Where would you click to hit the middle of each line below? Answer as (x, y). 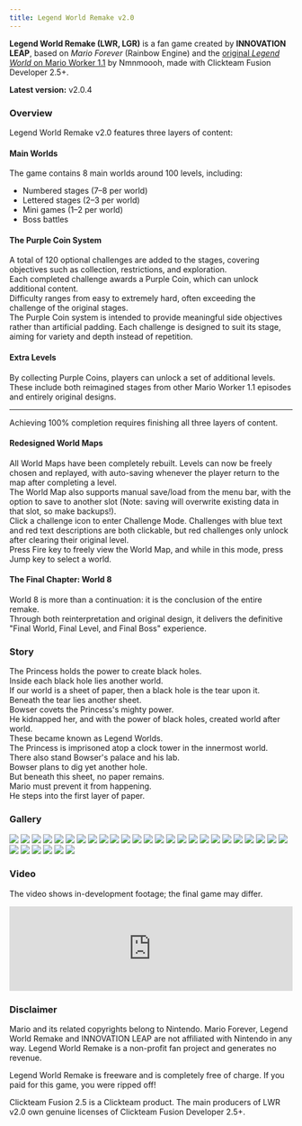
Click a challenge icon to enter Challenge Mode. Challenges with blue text (146, 520)
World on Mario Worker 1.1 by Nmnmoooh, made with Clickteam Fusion (140, 62)
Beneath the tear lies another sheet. (75, 700)
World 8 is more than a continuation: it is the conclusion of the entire (136, 600)
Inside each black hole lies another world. (86, 681)
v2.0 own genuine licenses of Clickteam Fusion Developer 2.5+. (127, 1112)
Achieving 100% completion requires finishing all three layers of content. (144, 422)
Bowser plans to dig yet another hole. (79, 767)
